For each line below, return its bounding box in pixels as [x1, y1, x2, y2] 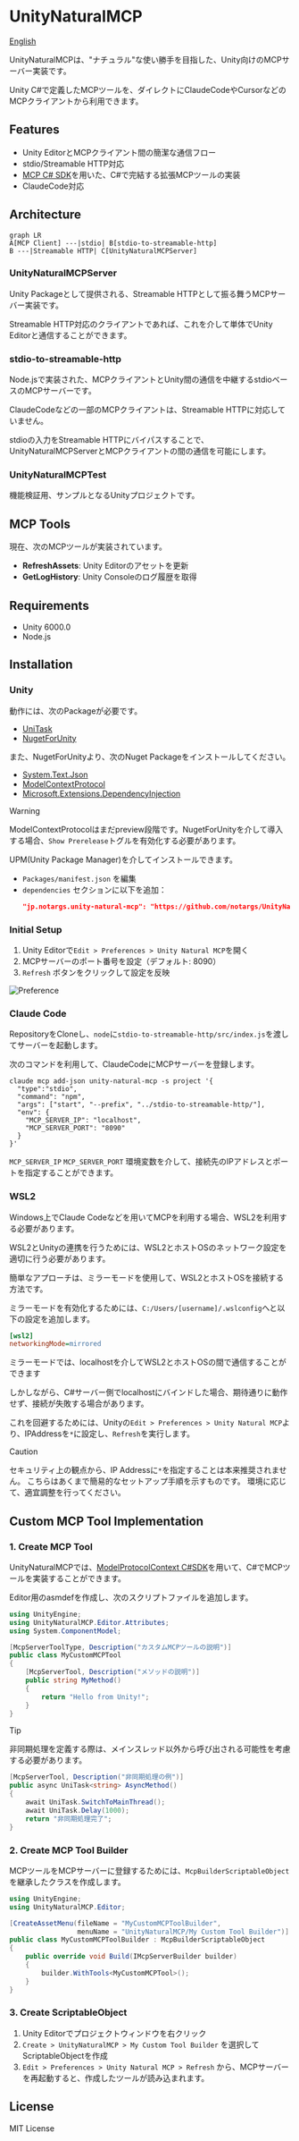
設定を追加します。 [24, 1313, 96, 1324]
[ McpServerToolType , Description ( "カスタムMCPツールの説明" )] [9, 1643, 232, 1652]
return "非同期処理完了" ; [25, 1814, 112, 1824]
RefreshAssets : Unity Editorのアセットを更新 [21, 561, 189, 571]
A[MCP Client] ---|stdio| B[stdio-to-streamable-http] [9, 239, 218, 248]
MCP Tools [9, 516, 71, 531]
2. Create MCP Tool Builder [9, 1844, 129, 1857]
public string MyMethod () [25, 1676, 122, 1685]
